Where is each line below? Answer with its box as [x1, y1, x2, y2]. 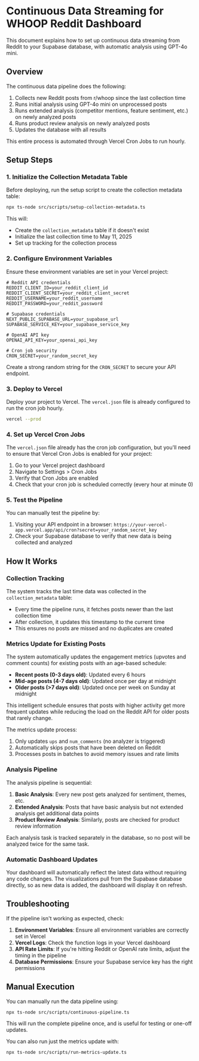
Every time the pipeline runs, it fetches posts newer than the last [14, 606, 173, 613]
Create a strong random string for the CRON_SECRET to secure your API [6, 363, 176, 370]
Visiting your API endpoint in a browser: [14, 521, 112, 528]
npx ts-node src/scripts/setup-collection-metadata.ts [6, 205, 146, 211]
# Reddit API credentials [6, 279, 71, 285]
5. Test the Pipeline [6, 496, 63, 504]
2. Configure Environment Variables [6, 254, 112, 263]
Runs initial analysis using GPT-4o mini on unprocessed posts [14, 100, 167, 108]
